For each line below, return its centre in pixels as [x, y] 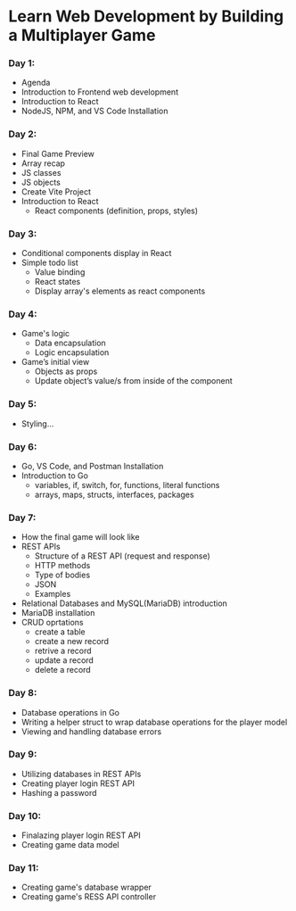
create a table [60, 632]
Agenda [36, 83]
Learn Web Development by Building [146, 17]
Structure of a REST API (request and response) [122, 556]
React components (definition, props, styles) [116, 211]
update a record [64, 660]
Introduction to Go [54, 476]
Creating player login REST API [78, 783]
